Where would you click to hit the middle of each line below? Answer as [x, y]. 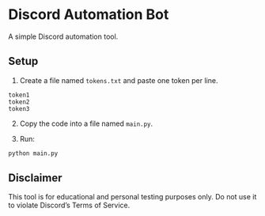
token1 [19, 95]
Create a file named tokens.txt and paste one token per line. [119, 80]
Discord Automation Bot [89, 15]
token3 [19, 108]
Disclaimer [35, 178]
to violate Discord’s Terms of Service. [69, 205]
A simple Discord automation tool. [63, 36]
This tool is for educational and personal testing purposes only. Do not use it [132, 197]
